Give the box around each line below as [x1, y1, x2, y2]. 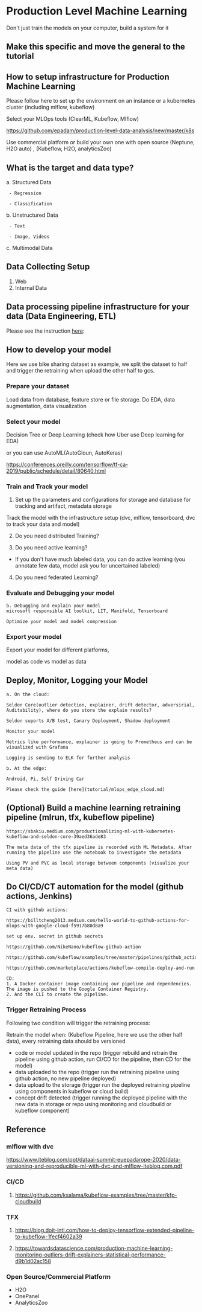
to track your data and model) [6, 520, 80, 528]
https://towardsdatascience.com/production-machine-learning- [14, 1244, 173, 1252]
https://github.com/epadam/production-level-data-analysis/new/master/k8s [6, 127, 195, 134]
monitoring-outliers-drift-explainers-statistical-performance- [14, 1251, 167, 1258]
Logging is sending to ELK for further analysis [6, 755, 130, 761]
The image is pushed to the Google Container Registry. [6, 986, 149, 993]
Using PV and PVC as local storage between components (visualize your [6, 860, 189, 866]
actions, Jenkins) [6, 891, 73, 901]
